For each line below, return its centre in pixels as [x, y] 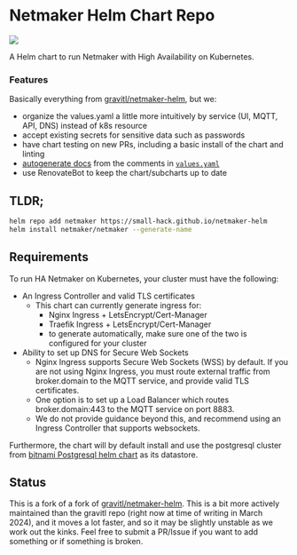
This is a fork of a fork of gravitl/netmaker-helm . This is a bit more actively [145, 503]
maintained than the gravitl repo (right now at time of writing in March [136, 513]
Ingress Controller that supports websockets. [118, 428]
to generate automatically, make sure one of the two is [148, 333]
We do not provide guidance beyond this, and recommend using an [158, 418]
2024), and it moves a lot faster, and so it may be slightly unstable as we [141, 523]
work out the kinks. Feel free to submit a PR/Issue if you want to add [134, 532]
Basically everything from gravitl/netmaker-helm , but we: [113, 99]
